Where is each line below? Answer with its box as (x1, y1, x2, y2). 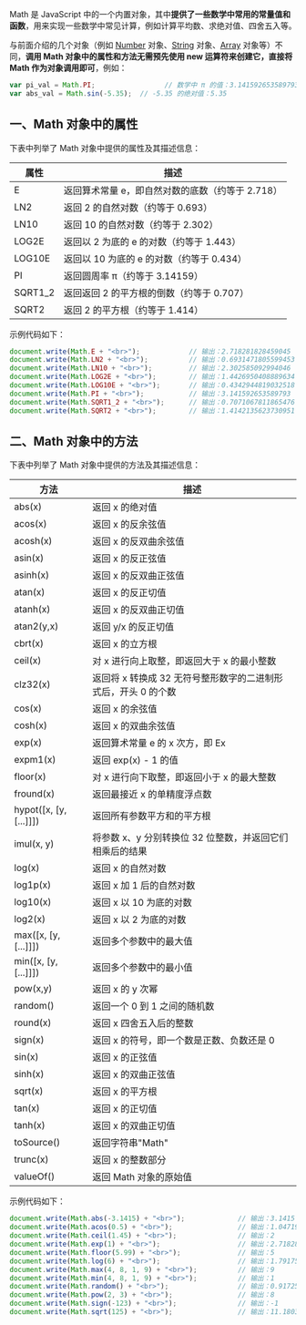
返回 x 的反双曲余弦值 (92, 535, 185, 548)
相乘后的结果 (92, 845, 148, 858)
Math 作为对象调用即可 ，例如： (9, 63, 127, 73)
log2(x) (14, 913, 46, 926)
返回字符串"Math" (92, 1136, 168, 1149)
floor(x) (14, 770, 47, 783)
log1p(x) (14, 878, 52, 891)
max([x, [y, (14, 929, 61, 941)
